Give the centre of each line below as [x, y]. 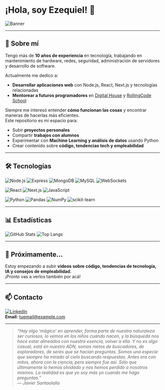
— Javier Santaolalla [38, 383]
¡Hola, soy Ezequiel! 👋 [50, 10]
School [19, 101]
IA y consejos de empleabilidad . [38, 271]
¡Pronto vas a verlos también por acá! [43, 277]
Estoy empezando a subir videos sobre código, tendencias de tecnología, [81, 266]
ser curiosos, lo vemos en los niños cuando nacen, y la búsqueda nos [88, 336]
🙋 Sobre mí [22, 44]
